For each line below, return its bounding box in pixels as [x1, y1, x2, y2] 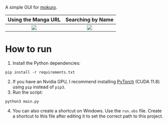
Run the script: [12, 89, 43, 95]
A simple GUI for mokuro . [5, 5, 58, 10]
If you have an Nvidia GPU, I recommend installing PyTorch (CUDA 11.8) [12, 78, 160, 84]
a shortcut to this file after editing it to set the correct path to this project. [12, 113, 163, 119]
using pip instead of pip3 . [12, 84, 66, 90]
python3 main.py [5, 99, 39, 104]
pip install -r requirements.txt [5, 70, 75, 75]
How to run [5, 44, 52, 55]
